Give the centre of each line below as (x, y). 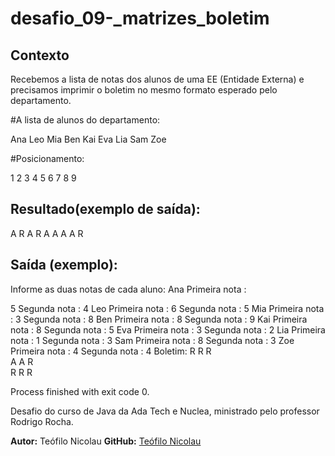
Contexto (40, 55)
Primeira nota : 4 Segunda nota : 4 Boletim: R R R (111, 351)
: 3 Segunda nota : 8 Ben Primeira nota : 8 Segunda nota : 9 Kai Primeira (159, 319)
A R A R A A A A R (47, 233)
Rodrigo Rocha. (42, 421)
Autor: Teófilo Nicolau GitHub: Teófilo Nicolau (106, 441)
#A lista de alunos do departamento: (85, 120)
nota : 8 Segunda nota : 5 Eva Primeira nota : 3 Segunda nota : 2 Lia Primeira (168, 329)
